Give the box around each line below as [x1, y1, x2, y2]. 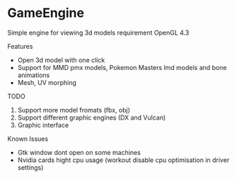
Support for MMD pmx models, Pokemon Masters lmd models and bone [17, 63, 227, 71]
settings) [17, 163, 44, 171]
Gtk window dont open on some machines [17, 148, 141, 156]
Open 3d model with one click [17, 55, 105, 64]
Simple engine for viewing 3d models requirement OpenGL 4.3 [7, 28, 190, 37]
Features [7, 42, 33, 50]
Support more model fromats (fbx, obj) [17, 105, 131, 114]
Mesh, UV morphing [17, 78, 76, 86]
